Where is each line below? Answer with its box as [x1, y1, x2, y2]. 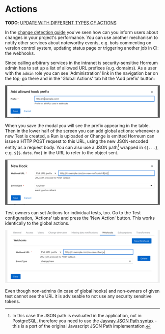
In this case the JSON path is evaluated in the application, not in [12, 312, 142, 318]
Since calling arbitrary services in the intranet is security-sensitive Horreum [5, 60, 158, 66]
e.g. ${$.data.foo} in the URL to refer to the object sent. [5, 149, 119, 156]
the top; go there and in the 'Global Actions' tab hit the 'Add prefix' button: [5, 75, 155, 81]
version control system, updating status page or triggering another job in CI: [5, 45, 159, 51]
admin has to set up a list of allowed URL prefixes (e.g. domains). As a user [5, 65, 157, 71]
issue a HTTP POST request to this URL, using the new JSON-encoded [5, 138, 149, 144]
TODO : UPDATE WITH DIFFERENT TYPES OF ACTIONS [5, 20, 117, 26]
